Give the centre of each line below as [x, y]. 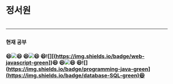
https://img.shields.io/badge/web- [100, 56]
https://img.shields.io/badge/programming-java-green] [79, 69]
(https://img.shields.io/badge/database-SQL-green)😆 [75, 76]
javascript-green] [28, 63]
